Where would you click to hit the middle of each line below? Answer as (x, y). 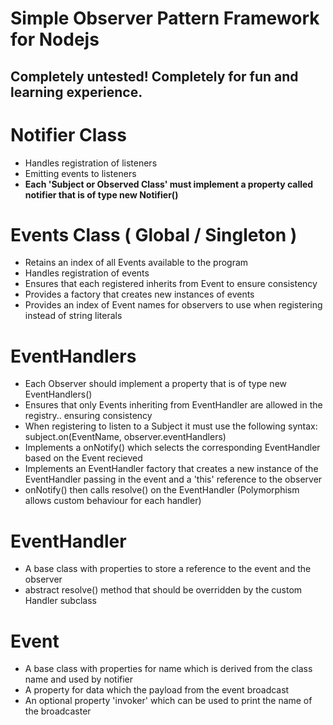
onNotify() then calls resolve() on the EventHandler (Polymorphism (162, 490)
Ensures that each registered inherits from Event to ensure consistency (171, 284)
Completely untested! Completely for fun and (154, 76)
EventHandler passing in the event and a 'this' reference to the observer (173, 479)
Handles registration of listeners (91, 163)
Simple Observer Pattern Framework (165, 18)
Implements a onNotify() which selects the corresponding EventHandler (172, 448)
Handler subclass (60, 601)
